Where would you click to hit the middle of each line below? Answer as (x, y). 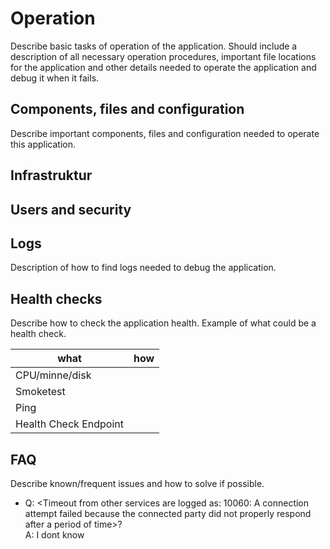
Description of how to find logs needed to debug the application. (143, 268)
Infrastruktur (51, 175)
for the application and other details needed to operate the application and (163, 67)
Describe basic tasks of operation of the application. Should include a (154, 46)
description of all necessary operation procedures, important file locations (163, 56)
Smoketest (40, 392)
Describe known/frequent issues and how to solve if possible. (137, 483)
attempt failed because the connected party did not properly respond (168, 513)
